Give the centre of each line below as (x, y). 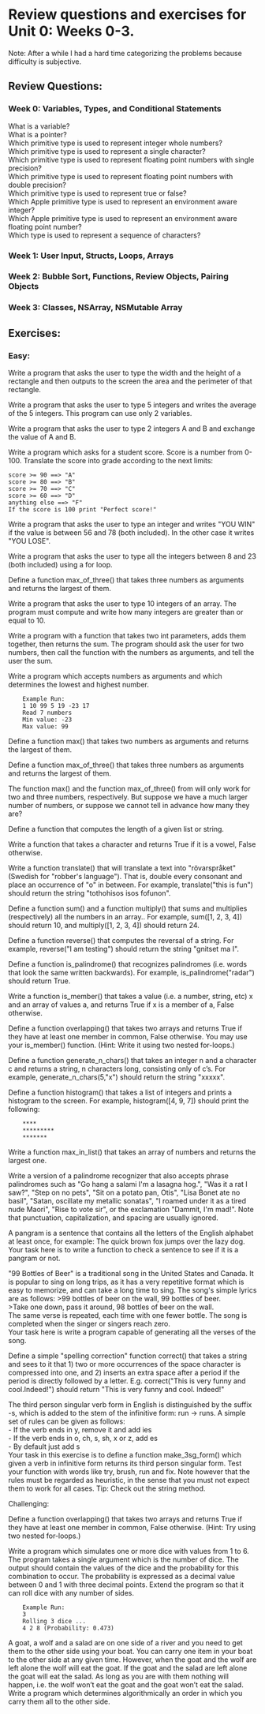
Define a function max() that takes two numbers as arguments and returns (129, 741)
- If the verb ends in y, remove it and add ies (80, 1430)
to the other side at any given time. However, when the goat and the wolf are (132, 1660)
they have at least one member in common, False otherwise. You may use (128, 1037)
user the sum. (30, 661)
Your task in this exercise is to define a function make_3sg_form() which (125, 1455)
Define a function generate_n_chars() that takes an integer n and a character (132, 1061)
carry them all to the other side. (59, 1701)
